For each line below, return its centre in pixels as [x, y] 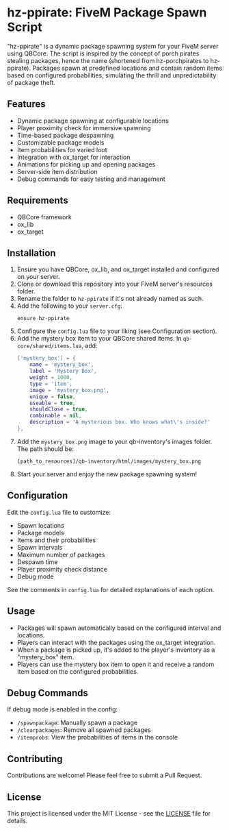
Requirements [38, 200]
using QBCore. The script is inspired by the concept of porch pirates [103, 53]
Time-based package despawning [65, 135]
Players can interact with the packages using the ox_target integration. [116, 642]
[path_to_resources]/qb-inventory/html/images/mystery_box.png [109, 461]
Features [26, 104]
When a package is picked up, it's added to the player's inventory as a [116, 650]
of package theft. [31, 82]
